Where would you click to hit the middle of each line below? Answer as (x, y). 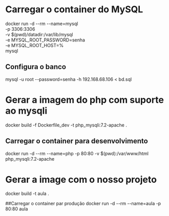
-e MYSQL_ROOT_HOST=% (35, 45)
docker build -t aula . (27, 193)
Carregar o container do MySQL (74, 9)
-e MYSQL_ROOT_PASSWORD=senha (45, 40)
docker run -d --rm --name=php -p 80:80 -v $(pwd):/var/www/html (77, 153)
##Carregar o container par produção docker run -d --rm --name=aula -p (83, 204)
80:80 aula (17, 209)
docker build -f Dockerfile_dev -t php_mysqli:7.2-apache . (66, 125)
